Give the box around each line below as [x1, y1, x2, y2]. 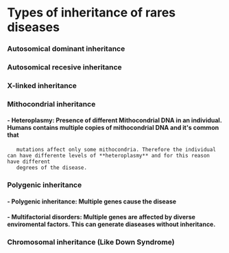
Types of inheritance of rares [7, 5, 176, 21]
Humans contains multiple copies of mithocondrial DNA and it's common [7, 124, 219, 132]
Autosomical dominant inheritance [7, 44, 125, 54]
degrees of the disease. [16, 164, 88, 171]
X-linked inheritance [7, 80, 77, 90]
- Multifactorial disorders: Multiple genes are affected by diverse [7, 213, 195, 221]
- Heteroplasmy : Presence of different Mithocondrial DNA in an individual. [7, 116, 222, 124]
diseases [7, 19, 60, 35]
